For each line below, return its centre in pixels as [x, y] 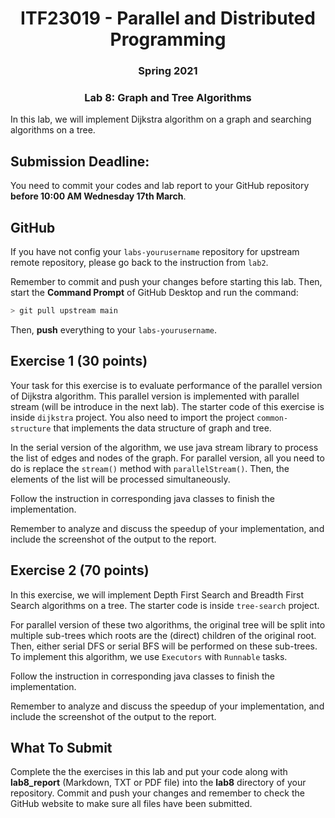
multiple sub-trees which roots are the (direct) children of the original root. [163, 635]
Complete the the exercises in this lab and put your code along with [149, 772]
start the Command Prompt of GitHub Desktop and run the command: [154, 293]
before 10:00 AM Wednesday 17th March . [98, 196]
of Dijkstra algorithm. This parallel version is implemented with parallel [155, 396]
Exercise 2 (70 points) [80, 570]
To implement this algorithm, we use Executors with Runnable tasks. [149, 656]
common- [272, 418]
